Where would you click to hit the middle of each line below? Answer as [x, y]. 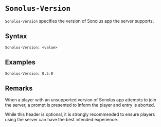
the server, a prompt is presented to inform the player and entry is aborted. [80, 105]
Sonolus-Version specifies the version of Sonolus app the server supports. [80, 21]
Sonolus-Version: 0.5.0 [29, 73]
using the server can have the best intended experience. [62, 120]
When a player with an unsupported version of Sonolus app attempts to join [81, 100]
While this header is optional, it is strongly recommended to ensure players [80, 114]
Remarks [19, 88]
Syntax [16, 36]
